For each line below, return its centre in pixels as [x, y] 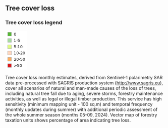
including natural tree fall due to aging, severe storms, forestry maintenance [84, 93]
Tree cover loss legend [34, 23]
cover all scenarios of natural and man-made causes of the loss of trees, [81, 88]
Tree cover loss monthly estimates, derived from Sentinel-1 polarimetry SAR [84, 77]
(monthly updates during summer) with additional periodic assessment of [81, 109]
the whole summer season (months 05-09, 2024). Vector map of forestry [81, 114]
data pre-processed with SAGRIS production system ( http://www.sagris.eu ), [84, 83]
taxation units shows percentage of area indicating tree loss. [68, 120]
